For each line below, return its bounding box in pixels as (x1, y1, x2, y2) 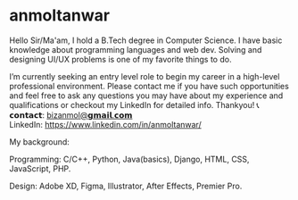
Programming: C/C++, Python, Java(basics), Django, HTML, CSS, (9, 154, 250, 164)
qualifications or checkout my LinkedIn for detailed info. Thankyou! (9, 99, 255, 110)
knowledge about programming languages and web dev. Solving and (9, 44, 262, 54)
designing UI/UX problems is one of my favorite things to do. (9, 54, 232, 64)
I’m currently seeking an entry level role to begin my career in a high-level (9, 71, 280, 81)
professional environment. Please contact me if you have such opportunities (9, 80, 290, 91)
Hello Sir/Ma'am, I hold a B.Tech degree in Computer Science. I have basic (9, 35, 283, 46)
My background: (9, 136, 70, 147)
